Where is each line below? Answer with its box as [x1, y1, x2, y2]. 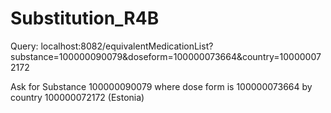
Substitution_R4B [10, 7, 160, 30]
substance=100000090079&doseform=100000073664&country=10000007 [10, 50, 322, 62]
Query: [10, 40, 39, 52]
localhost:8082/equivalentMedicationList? [40, 40, 214, 52]
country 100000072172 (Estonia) [10, 91, 145, 103]
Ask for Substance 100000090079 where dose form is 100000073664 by [10, 80, 313, 92]
